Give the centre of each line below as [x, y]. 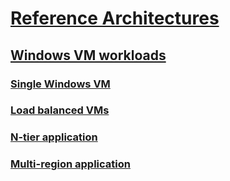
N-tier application [54, 137]
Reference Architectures [115, 18]
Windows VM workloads [88, 55]
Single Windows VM [60, 84]
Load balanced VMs [60, 110]
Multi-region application [70, 164]
